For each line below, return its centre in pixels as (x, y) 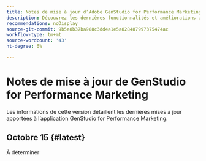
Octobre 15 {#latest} (46, 137)
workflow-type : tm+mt (34, 35)
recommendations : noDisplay (42, 23)
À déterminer (23, 152)
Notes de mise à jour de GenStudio (96, 82)
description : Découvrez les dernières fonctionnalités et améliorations (101, 18)
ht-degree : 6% (25, 47)
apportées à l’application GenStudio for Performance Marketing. (87, 118)
